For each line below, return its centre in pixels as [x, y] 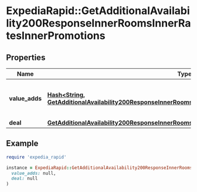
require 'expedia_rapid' [36, 157]
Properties [26, 57]
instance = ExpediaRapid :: [39, 168]
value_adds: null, [34, 173]
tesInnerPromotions [56, 36]
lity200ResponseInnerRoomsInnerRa [98, 23]
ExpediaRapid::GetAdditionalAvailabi [98, 11]
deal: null [25, 178]
